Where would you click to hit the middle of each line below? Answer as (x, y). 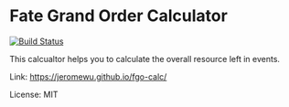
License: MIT (34, 94)
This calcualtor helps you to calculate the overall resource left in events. (145, 59)
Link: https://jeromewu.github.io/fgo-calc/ (88, 76)
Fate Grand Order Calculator (119, 16)
